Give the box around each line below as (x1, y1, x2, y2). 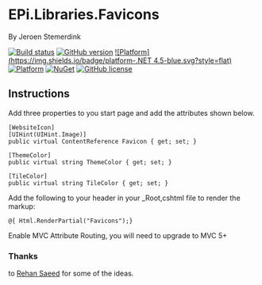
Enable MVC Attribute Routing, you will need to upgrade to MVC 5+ (8, 230, 228, 240)
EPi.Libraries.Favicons (8, 6, 160, 24)
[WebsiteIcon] (8, 123, 56, 132)
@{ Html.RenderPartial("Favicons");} (8, 217, 133, 225)
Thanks (8, 250, 38, 261)
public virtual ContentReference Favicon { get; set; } (8, 137, 197, 145)
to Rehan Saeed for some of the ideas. (8, 268, 134, 279)
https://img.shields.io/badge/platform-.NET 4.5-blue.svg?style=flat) (10, 56, 233, 65)
